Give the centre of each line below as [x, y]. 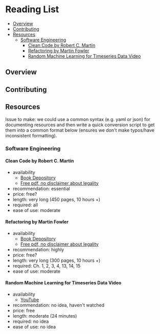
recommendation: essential [41, 188]
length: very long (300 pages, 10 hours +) [56, 260]
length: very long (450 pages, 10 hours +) [56, 199]
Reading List [32, 9]
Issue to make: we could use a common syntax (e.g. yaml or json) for [78, 119]
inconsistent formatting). [31, 135]
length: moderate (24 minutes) [45, 316]
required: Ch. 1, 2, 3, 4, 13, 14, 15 [47, 266]
